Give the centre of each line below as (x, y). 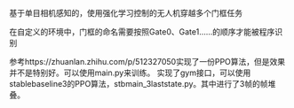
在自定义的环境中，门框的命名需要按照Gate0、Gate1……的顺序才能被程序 (142, 32)
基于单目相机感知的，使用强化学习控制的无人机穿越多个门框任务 (126, 13)
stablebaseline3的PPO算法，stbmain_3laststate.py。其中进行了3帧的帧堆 (143, 84)
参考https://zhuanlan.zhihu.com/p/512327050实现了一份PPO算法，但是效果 (147, 62)
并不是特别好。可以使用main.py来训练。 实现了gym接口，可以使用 (130, 73)
